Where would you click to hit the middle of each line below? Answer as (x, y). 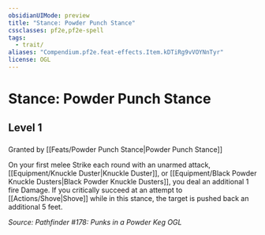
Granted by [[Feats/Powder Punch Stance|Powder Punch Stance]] (116, 150)
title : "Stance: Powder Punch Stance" (72, 23)
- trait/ (30, 45)
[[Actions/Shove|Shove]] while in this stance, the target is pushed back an (129, 199)
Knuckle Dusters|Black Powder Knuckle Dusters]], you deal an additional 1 (129, 182)
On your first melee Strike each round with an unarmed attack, (110, 165)
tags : (17, 38)
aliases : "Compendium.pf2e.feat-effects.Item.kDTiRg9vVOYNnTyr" (116, 52)
